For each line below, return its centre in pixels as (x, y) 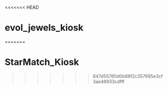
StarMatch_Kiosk (42, 62)
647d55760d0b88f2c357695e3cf (128, 76)
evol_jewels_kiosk (44, 28)
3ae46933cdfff (109, 81)
